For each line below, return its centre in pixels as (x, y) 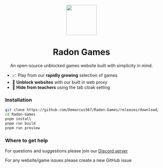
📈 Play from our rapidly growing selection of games (65, 75)
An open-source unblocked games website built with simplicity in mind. (81, 65)
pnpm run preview (23, 128)
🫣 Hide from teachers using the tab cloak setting (61, 87)
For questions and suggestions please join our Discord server (66, 151)
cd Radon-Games (20, 115)
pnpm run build (20, 123)
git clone (15, 110)
